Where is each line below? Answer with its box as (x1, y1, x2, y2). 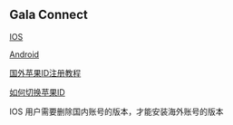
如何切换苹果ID (9, 86, 65, 98)
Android (9, 49, 39, 60)
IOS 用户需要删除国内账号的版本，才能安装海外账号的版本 (9, 106, 224, 117)
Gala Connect (9, 7, 88, 23)
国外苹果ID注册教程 (9, 67, 82, 78)
